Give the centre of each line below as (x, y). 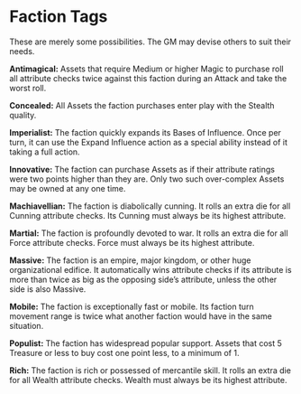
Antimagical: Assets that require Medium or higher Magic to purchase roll (146, 69)
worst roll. (28, 88)
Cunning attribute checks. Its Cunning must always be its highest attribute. (148, 215)
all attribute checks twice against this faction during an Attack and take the (148, 78)
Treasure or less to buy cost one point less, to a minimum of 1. (124, 352)
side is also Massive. (48, 289)
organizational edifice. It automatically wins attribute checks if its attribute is (150, 269)
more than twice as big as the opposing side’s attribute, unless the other (143, 279)
